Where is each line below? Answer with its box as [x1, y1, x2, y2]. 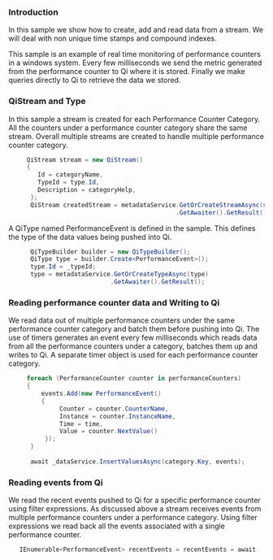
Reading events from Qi [8, 476, 103, 488]
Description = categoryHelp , [37, 186, 136, 194]
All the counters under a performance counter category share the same [8, 123, 248, 132]
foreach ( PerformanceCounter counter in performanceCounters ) [26, 375, 242, 383]
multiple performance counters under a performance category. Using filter [8, 513, 258, 523]
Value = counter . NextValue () [59, 428, 158, 436]
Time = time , [59, 419, 104, 428]
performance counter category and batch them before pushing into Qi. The [8, 324, 260, 334]
